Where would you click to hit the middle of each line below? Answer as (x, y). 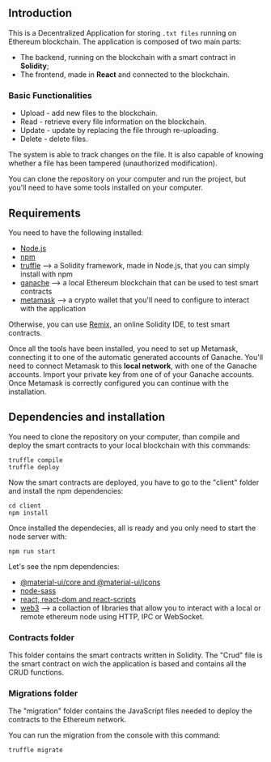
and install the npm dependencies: (66, 490)
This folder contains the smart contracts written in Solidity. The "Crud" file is (135, 655)
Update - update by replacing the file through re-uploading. (119, 131)
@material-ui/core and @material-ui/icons (90, 582)
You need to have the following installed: (76, 232)
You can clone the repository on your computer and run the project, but (127, 179)
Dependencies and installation (87, 417)
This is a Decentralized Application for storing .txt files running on (123, 32)
